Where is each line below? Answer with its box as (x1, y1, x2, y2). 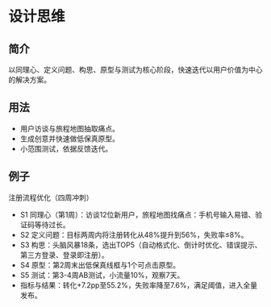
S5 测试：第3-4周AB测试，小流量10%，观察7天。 (19, 270, 185, 280)
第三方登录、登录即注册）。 (19, 250, 109, 259)
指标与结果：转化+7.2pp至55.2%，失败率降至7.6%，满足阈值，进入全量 (19, 280, 258, 290)
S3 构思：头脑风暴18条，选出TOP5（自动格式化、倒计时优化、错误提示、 (19, 239, 262, 250)
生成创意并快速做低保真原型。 (19, 134, 119, 143)
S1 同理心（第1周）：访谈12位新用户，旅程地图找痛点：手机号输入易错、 (19, 210, 256, 219)
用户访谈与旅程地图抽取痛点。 (19, 123, 119, 133)
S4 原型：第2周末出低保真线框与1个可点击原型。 (19, 259, 180, 270)
